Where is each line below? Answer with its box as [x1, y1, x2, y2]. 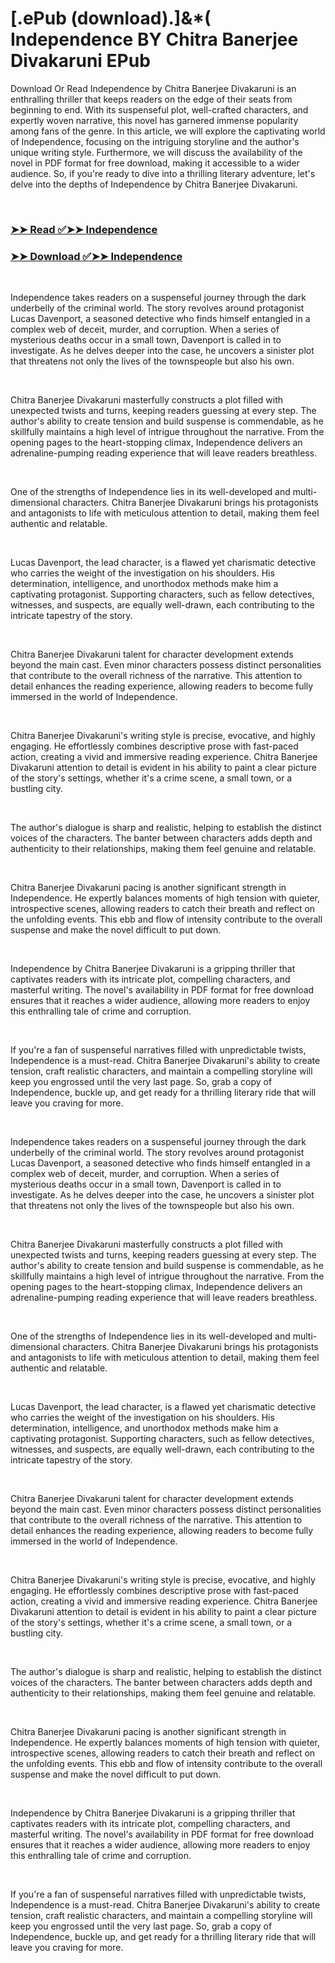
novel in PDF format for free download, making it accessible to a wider [10, 157, 300, 169]
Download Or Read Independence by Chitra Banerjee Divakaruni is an [10, 82, 297, 94]
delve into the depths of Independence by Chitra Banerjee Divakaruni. [10, 178, 298, 190]
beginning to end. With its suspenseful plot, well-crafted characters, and [10, 103, 309, 116]
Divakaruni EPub [10, 50, 151, 72]
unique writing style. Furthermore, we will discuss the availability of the [10, 146, 303, 158]
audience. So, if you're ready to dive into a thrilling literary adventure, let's [10, 167, 316, 179]
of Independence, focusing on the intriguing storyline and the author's [10, 135, 300, 147]
